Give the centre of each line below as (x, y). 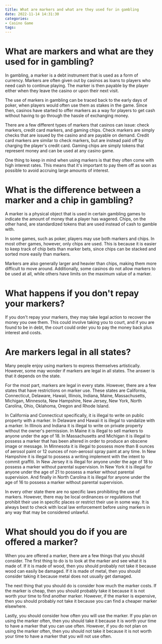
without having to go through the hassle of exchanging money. (67, 116)
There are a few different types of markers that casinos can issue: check (77, 125)
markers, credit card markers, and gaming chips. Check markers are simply (80, 130)
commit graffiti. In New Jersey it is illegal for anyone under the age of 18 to (79, 462)
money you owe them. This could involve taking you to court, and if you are (80, 322)
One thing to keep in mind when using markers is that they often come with (80, 160)
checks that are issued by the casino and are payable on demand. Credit (77, 135)
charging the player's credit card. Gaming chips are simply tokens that (75, 145)
